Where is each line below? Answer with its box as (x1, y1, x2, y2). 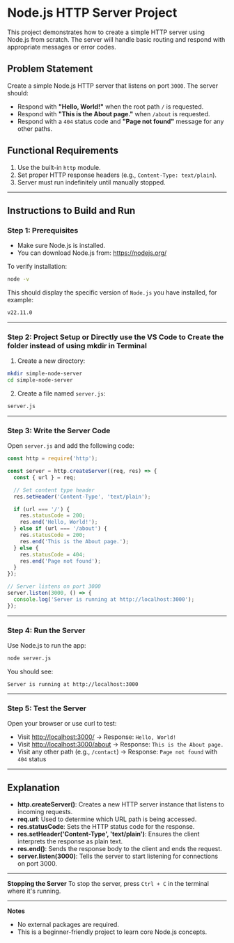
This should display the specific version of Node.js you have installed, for (7, 288, 217, 297)
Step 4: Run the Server (7, 625, 86, 635)
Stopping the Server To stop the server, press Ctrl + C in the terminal (7, 880, 209, 887)
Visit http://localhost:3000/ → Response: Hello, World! (17, 733, 176, 741)
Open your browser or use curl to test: (7, 719, 117, 728)
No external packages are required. (17, 921, 120, 928)
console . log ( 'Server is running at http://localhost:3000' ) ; (13, 595, 195, 603)
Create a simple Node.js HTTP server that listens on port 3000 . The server (7, 81, 218, 90)
